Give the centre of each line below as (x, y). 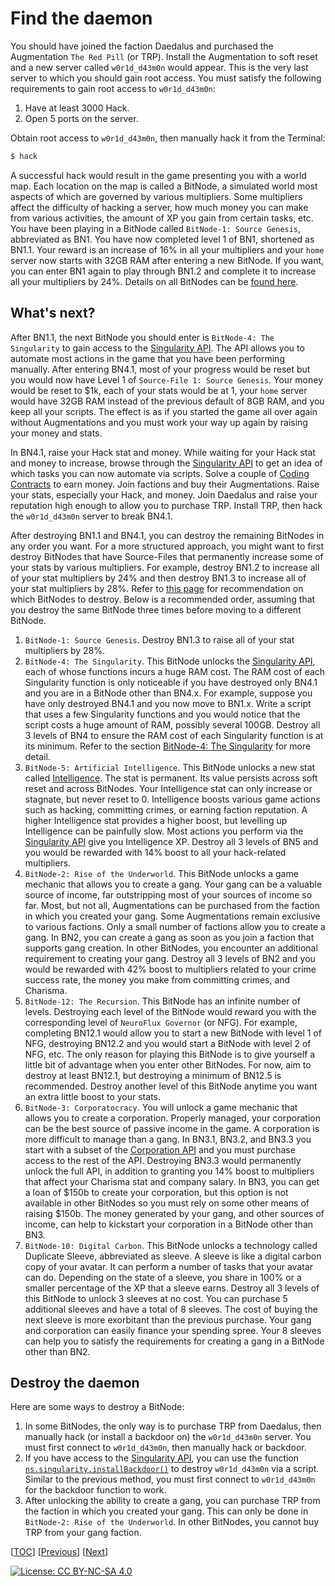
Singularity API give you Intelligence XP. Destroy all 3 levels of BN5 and (171, 841)
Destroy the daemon (75, 1383)
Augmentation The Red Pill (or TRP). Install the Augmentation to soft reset (164, 56)
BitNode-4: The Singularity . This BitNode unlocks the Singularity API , (170, 661)
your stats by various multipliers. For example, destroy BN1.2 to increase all (165, 567)
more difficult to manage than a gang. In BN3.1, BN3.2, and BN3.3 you (168, 1139)
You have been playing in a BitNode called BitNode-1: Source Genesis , (156, 228)
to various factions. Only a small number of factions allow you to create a (175, 926)
